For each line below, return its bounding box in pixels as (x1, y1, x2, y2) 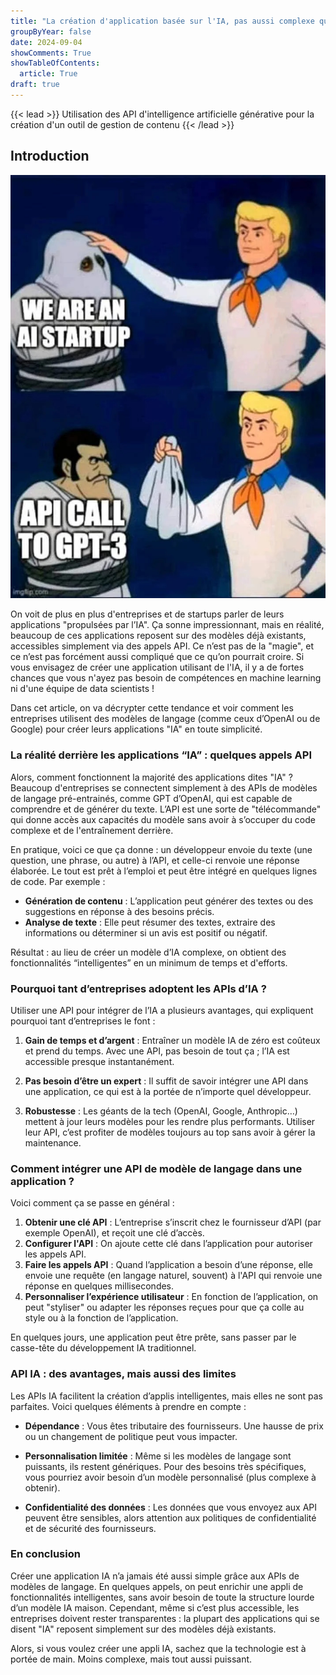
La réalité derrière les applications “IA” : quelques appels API (10, 748, 312, 762)
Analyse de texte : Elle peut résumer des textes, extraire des (24, 916, 276, 928)
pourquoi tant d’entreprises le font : (10, 1015, 156, 1027)
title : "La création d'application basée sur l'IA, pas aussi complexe (10, 16, 315, 26)
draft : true (10, 80, 60, 90)
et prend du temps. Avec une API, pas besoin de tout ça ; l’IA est (24, 1045, 290, 1057)
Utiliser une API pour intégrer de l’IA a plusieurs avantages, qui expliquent (10, 1004, 314, 1016)
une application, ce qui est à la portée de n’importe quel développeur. (24, 1085, 312, 1097)
